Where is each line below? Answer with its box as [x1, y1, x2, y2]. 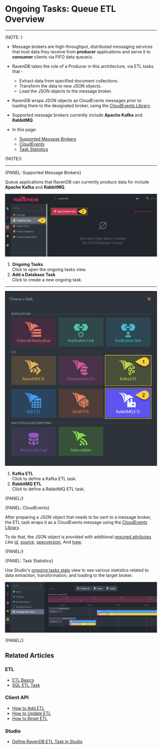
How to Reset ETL [12, 716, 48, 721]
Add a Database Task [12, 271, 55, 277]
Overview [5, 14, 45, 25]
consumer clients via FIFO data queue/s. [12, 54, 94, 60]
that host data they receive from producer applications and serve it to [12, 48, 151, 54]
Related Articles [5, 652, 54, 660]
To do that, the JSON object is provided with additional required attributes [5, 534, 152, 540]
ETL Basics [12, 677, 35, 683]
